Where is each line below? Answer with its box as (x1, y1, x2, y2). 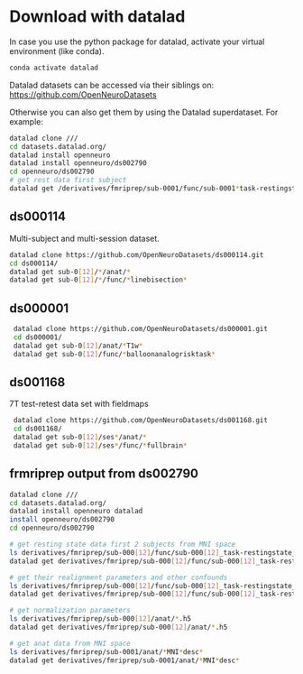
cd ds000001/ (13, 332, 63, 342)
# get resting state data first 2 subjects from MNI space (9, 540, 236, 549)
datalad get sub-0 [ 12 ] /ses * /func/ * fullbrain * (13, 441, 188, 450)
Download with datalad (9, 6, 186, 27)
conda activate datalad (9, 63, 99, 72)
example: (9, 115, 43, 127)
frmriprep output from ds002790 (9, 466, 198, 482)
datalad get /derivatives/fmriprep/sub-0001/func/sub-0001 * (9, 184, 241, 193)
